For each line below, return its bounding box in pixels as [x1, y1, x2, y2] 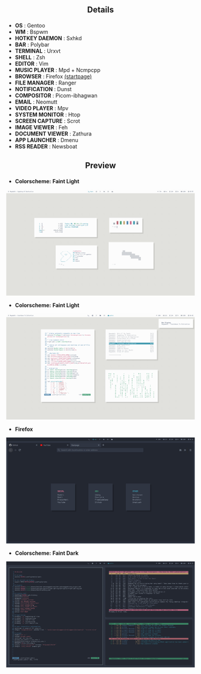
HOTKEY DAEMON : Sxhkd [14, 35, 82, 42]
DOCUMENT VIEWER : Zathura [14, 130, 92, 137]
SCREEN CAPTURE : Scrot [14, 117, 81, 125]
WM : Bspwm [14, 28, 48, 35]
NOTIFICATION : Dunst [14, 86, 72, 93]
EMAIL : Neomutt [14, 98, 58, 105]
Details [87, 5, 114, 15]
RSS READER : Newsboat [14, 143, 78, 150]
